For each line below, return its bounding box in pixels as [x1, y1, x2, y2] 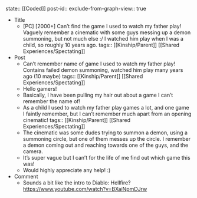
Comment [14, 173, 38, 180]
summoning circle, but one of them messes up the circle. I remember [22, 136, 191, 142]
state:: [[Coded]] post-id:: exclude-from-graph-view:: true [5, 5, 147, 12]
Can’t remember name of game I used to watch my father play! [22, 60, 175, 67]
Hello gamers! [22, 85, 57, 92]
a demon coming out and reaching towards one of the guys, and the [22, 141, 189, 148]
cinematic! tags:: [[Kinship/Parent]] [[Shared [22, 117, 131, 123]
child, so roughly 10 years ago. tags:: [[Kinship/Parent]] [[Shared [22, 41, 180, 48]
